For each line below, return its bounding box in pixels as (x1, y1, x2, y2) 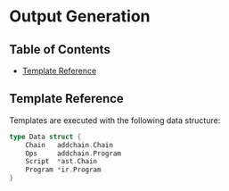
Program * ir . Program (25, 165, 102, 175)
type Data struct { (9, 132, 82, 141)
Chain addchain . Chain (25, 140, 114, 149)
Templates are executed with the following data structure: (9, 114, 221, 126)
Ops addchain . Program (25, 149, 122, 158)
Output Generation (9, 6, 151, 27)
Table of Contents (9, 42, 111, 57)
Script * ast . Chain (25, 157, 98, 166)
